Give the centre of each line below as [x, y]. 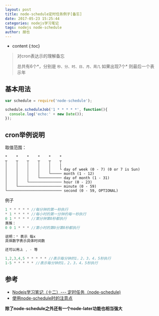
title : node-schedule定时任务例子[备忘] [44, 14]
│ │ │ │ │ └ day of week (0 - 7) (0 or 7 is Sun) [72, 170]
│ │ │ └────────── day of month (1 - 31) [57, 178]
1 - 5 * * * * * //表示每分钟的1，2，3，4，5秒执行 [52, 263]
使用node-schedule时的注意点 [42, 298]
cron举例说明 [25, 135]
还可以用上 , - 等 [21, 250]
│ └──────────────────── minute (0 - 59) [51, 187]
